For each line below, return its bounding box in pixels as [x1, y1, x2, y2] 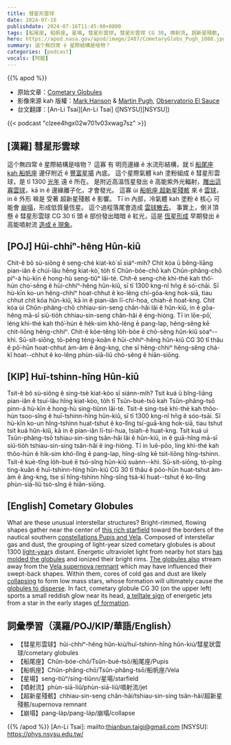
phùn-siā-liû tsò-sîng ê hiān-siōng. [7, 480, 106, 488]
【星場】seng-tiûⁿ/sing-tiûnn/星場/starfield [16, 674, 139, 682]
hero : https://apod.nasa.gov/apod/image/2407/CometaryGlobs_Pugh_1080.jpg [7, 36, 226, 43]
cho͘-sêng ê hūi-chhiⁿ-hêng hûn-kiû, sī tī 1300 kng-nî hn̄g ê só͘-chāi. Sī [19, 281, 219, 290]
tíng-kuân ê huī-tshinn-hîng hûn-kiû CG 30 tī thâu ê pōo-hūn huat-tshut [7, 466, 210, 474]
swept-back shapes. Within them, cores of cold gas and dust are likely [7, 570, 207, 578]
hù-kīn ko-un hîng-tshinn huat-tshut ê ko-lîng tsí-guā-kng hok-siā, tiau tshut [7, 419, 223, 427]
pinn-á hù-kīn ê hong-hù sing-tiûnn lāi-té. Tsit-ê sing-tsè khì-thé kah [7, 404, 202, 413]
